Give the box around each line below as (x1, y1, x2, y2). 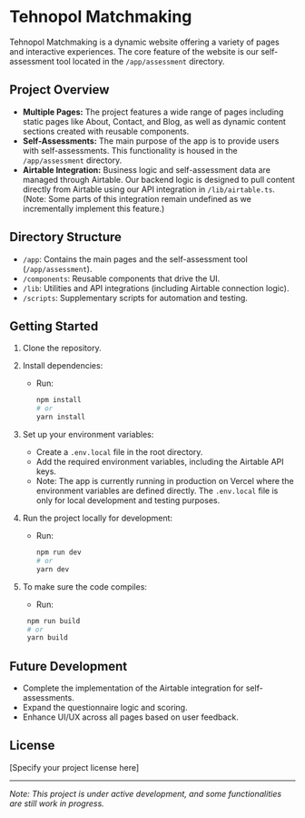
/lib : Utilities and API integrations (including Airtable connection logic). (22, 282, 290, 293)
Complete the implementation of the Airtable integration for (22, 682, 244, 693)
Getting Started (9, 318, 99, 334)
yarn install (35, 412, 86, 422)
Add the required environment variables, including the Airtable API (35, 457, 284, 467)
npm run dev (35, 548, 82, 557)
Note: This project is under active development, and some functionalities (9, 788, 282, 799)
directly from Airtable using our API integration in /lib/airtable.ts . (22, 184, 275, 195)
